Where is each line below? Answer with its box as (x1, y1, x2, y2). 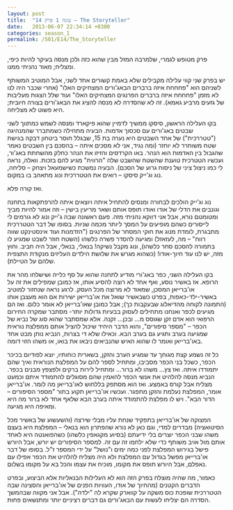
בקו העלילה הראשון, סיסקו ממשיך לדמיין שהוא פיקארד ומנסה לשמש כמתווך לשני (7, 119, 217, 127)
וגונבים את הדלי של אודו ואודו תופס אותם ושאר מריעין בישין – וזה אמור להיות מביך (7, 205, 220, 214)
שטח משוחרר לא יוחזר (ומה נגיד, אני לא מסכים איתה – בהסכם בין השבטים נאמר (7, 141, 217, 150)
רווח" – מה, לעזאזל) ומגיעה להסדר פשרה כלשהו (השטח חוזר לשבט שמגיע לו (7, 234, 207, 244)
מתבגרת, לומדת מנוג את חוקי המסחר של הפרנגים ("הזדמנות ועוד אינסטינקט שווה (7, 228, 220, 236)
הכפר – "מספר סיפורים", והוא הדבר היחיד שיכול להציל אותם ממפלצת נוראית (7, 322, 207, 330)
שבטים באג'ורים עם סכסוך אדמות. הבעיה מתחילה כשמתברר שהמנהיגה (7, 127, 193, 135)
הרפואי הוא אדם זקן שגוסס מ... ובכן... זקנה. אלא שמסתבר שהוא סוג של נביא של (7, 314, 214, 324)
